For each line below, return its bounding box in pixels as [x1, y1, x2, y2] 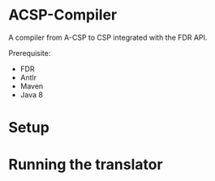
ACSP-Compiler [8, 6, 118, 24]
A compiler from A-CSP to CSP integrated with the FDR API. [8, 32, 208, 42]
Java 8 [19, 89, 43, 99]
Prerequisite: [8, 48, 51, 58]
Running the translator [8, 156, 164, 174]
